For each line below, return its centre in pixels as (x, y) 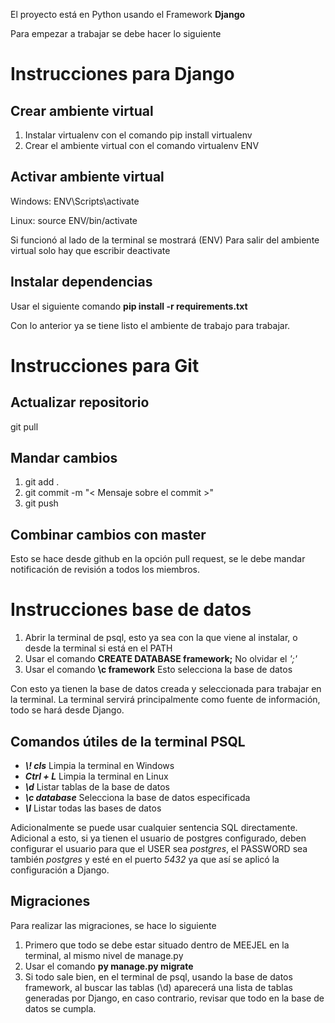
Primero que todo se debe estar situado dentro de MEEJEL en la (157, 945)
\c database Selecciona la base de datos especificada (137, 797)
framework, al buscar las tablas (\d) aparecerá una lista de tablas (158, 987)
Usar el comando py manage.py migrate (109, 966)
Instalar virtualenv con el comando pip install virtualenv (138, 135)
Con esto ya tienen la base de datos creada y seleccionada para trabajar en (166, 689)
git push (41, 503)
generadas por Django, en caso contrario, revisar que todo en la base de (174, 998)
